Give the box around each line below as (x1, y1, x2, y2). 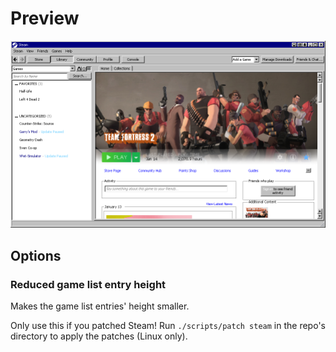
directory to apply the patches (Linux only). (10, 330, 188, 342)
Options (10, 247, 62, 264)
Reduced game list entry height (10, 277, 167, 291)
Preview (10, 7, 80, 30)
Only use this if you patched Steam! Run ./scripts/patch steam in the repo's (10, 320, 326, 332)
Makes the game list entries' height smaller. (10, 300, 190, 312)
